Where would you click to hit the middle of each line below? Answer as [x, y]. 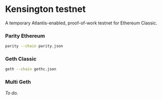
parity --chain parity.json [34, 46]
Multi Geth [18, 82]
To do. [12, 93]
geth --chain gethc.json [31, 69]
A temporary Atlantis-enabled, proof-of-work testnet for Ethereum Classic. [81, 23]
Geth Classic [21, 59]
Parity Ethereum [25, 36]
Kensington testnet [45, 9]
